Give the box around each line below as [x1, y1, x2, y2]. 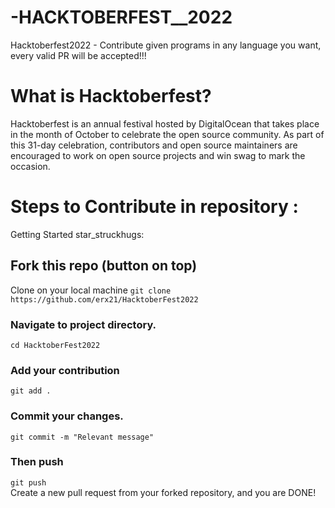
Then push [10, 455, 64, 469]
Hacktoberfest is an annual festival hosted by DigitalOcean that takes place [10, 117, 320, 130]
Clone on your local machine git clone [10, 284, 172, 296]
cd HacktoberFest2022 [10, 340, 101, 350]
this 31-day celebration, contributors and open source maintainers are [10, 139, 298, 151]
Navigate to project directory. [10, 317, 157, 331]
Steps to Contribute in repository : [10, 196, 299, 218]
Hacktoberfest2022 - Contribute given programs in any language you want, [10, 39, 322, 51]
